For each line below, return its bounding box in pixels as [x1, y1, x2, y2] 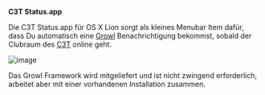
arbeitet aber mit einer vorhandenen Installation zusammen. [8, 80, 206, 89]
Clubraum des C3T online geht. [8, 39, 112, 49]
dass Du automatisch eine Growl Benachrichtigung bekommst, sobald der [8, 31, 252, 40]
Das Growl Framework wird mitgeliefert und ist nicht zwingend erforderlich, [8, 71, 258, 80]
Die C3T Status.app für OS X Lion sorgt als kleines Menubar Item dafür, [8, 23, 244, 31]
